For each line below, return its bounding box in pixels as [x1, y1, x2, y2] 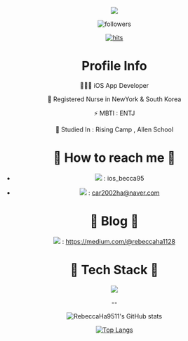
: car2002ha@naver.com [88, 188, 160, 197]
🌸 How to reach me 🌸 [53, 150, 176, 166]
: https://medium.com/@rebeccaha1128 [62, 237, 175, 245]
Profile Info [81, 58, 147, 74]
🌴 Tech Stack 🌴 [69, 262, 159, 278]
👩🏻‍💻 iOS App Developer [79, 81, 149, 89]
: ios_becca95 [104, 174, 145, 182]
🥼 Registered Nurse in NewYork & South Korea [47, 95, 182, 103]
